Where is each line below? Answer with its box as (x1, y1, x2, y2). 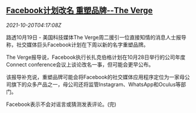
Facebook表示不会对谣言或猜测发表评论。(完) (6, 101, 117, 108)
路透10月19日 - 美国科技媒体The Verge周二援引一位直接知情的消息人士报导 (6, 34, 187, 41)
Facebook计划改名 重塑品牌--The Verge (6, 5, 153, 16)
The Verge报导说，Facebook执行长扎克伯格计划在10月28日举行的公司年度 (6, 54, 186, 61)
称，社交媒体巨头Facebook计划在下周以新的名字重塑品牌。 (6, 41, 149, 48)
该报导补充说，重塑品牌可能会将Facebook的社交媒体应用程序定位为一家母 (6, 73, 185, 81)
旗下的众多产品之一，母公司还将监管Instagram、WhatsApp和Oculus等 (11, 81, 181, 88)
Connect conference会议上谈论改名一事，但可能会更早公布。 (6, 61, 154, 68)
